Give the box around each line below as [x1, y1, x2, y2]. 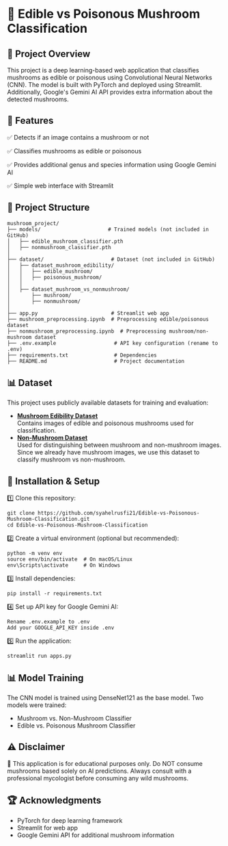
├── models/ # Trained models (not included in [7, 226, 210, 233]
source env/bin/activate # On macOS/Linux [7, 556, 133, 563]
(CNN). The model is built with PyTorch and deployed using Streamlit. [7, 81, 203, 88]
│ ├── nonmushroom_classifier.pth [7, 244, 111, 251]
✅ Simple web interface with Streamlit [7, 181, 114, 190]
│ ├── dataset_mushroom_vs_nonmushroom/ [7, 285, 130, 293]
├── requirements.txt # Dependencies [7, 352, 157, 359]
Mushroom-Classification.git [7, 516, 90, 523]
